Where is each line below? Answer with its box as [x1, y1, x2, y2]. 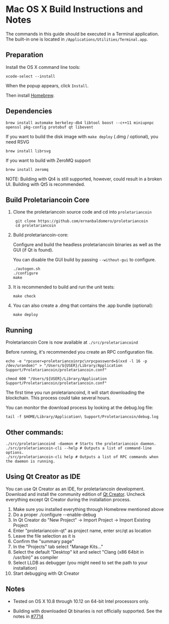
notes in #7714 [13, 613, 44, 619]
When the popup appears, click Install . [6, 82, 89, 88]
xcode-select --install [6, 74, 56, 79]
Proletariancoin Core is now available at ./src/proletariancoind [6, 339, 138, 345]
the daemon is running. [6, 459, 56, 464]
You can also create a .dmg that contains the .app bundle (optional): [13, 302, 153, 308]
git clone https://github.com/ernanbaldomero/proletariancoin [15, 219, 148, 224]
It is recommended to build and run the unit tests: [13, 284, 115, 290]
